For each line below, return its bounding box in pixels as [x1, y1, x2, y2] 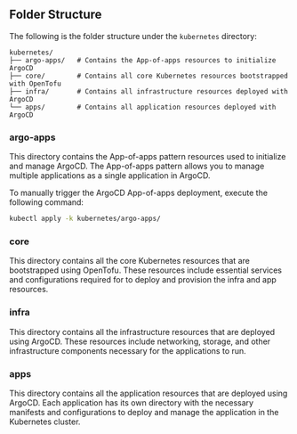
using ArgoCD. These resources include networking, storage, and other [9, 336, 271, 347]
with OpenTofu [9, 79, 62, 88]
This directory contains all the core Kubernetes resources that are [9, 256, 251, 266]
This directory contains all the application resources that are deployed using [9, 388, 288, 398]
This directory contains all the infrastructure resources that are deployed [9, 326, 276, 337]
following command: [9, 197, 84, 208]
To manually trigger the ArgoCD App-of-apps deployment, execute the [9, 187, 269, 199]
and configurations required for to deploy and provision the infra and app [9, 274, 277, 285]
